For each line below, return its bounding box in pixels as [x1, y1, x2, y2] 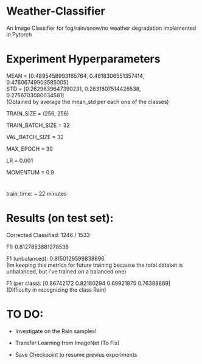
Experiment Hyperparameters [6, 52, 161, 66]
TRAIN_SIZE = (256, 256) [6, 109, 69, 117]
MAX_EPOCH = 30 [6, 145, 54, 153]
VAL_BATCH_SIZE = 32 [6, 133, 64, 140]
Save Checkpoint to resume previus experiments [15, 351, 138, 358]
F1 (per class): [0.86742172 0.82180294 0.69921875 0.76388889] [6, 280, 171, 287]
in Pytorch [6, 30, 32, 38]
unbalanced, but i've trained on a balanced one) [6, 268, 127, 275]
